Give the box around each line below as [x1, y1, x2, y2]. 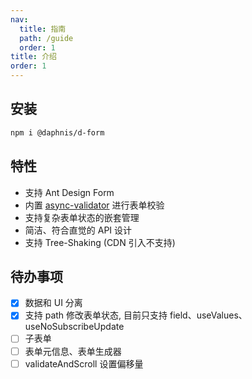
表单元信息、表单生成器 [24, 345, 122, 357]
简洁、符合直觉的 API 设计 [24, 224, 133, 236]
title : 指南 [19, 24, 67, 34]
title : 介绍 [10, 52, 57, 62]
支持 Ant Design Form [24, 186, 115, 198]
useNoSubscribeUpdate [24, 321, 125, 333]
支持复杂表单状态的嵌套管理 [24, 211, 140, 223]
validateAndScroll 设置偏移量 [24, 357, 144, 370]
